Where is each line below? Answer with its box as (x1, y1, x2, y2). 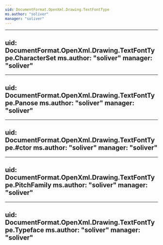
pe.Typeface (5, 226, 45, 234)
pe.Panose (5, 99, 38, 107)
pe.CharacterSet (5, 54, 56, 62)
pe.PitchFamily (5, 181, 52, 190)
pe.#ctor (5, 144, 32, 152)
